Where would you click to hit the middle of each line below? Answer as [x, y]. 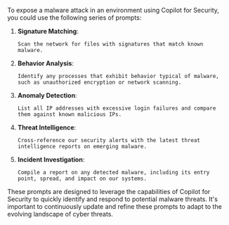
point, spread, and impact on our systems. [82, 179]
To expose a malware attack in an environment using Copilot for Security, [113, 10]
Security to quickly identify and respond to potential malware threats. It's [112, 199]
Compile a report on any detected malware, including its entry [113, 172]
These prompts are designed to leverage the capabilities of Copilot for [109, 192]
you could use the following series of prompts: [74, 18]
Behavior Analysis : [45, 63]
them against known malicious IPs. [70, 115]
